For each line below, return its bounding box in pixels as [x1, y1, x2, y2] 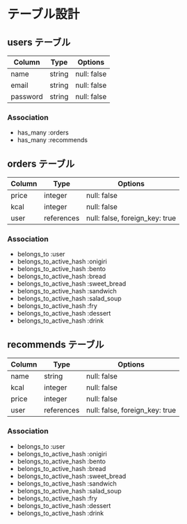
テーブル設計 [7, 6, 80, 22]
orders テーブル [7, 157, 75, 169]
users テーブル [7, 36, 71, 48]
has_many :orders [17, 128, 70, 137]
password [10, 92, 43, 101]
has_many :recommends [17, 136, 88, 144]
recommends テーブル [7, 339, 104, 350]
